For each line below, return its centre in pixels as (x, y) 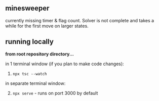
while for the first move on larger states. (47, 26)
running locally (30, 42)
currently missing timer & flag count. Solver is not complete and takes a (80, 20)
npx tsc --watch (30, 74)
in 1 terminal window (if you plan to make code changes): (65, 64)
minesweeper (27, 8)
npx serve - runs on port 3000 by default (55, 93)
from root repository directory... (40, 54)
